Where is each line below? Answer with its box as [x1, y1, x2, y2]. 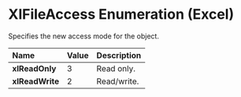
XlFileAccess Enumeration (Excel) [8, 5, 235, 23]
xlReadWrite [12, 76, 60, 87]
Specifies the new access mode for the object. [8, 31, 160, 41]
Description [96, 49, 142, 60]
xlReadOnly [12, 63, 57, 74]
